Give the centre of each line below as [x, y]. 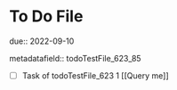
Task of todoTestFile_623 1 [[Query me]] [95, 75]
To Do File [46, 16]
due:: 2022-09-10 [42, 41]
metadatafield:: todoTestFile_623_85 [75, 58]
